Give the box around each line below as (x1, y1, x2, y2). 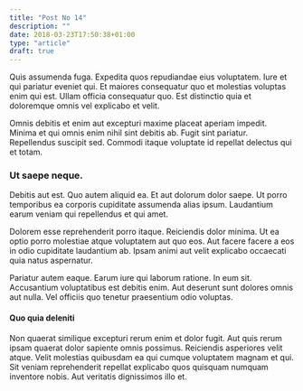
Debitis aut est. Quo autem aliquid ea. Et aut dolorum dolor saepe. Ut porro (9, 190, 288, 200)
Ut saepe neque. (9, 169, 83, 182)
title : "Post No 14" (9, 13, 88, 23)
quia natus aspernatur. (9, 255, 93, 266)
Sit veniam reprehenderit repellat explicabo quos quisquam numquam (9, 361, 269, 372)
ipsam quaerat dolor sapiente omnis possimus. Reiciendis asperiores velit (9, 342, 283, 353)
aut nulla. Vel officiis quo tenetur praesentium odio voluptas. (9, 292, 233, 303)
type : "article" (9, 38, 71, 48)
